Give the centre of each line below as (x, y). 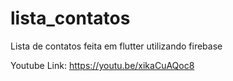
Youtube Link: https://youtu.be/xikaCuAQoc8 (102, 65)
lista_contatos (70, 18)
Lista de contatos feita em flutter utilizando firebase (116, 46)
